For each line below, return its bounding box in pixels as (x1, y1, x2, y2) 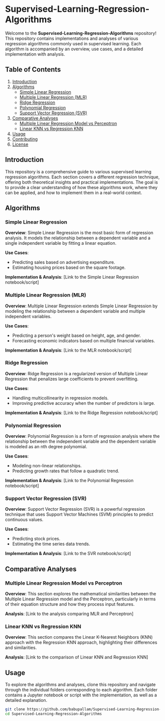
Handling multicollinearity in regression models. (12, 395, 109, 401)
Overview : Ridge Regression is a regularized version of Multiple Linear (5, 370, 148, 376)
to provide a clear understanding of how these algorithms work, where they (5, 184, 158, 190)
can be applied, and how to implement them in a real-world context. (5, 190, 142, 196)
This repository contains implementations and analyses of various (5, 35, 138, 41)
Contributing (12, 136, 38, 142)
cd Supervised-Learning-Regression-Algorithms (5, 712, 102, 717)
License (12, 141, 28, 147)
